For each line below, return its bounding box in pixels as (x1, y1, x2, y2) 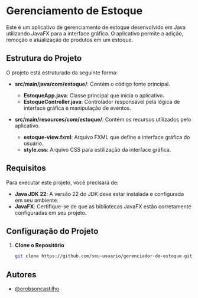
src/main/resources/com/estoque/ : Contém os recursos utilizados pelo (14, 116, 191, 123)
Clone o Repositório (14, 242, 64, 249)
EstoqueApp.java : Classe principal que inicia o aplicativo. (23, 91, 164, 99)
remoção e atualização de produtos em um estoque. (6, 36, 134, 43)
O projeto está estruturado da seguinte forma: (6, 69, 118, 76)
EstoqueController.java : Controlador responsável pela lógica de (23, 98, 180, 105)
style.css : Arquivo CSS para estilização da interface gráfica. (23, 146, 171, 153)
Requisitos (6, 163, 46, 173)
